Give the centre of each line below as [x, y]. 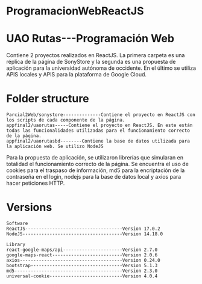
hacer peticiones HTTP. [36, 183]
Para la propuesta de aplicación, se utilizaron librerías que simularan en [95, 158]
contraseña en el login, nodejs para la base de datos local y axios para [94, 177]
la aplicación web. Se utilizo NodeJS [55, 147]
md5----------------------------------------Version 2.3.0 [82, 271]
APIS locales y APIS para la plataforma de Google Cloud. [76, 75]
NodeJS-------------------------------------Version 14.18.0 [85, 234]
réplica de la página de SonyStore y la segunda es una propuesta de [91, 62]
